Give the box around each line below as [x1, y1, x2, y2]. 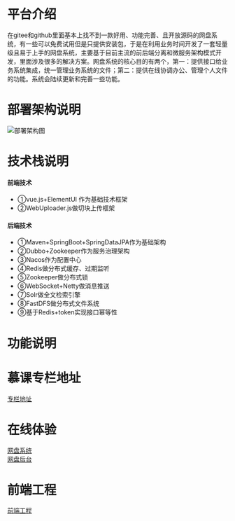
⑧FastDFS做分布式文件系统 [17, 299, 100, 308]
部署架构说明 [7, 102, 82, 118]
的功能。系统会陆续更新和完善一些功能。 [7, 74, 124, 83]
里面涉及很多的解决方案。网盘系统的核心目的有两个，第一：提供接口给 [19, 57, 222, 65]
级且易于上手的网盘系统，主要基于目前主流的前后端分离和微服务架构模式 [7, 48, 215, 57]
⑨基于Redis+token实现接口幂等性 [17, 308, 117, 317]
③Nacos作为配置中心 [17, 256, 82, 264]
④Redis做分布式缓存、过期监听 [17, 264, 110, 273]
